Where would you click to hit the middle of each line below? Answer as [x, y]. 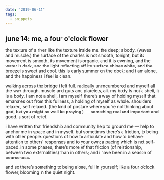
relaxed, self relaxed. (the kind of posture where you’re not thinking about [80, 107]
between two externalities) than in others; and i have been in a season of [79, 153]
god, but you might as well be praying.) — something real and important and [82, 112]
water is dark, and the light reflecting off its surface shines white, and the [79, 66]
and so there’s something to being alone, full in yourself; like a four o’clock [80, 167]
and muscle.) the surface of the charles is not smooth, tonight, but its [75, 56]
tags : [11, 14]
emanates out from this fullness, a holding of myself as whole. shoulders [79, 101]
